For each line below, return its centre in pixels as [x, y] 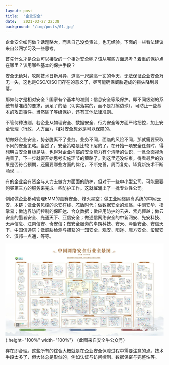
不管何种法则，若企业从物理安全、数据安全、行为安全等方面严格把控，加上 [82, 123]
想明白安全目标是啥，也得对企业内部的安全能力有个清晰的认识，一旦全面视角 [84, 152]
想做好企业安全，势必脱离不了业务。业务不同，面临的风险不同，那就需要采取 [84, 140]
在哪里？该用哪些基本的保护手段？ [40, 65]
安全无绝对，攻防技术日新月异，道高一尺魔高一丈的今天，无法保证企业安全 [82, 76]
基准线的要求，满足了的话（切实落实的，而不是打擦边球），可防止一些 [86, 106]
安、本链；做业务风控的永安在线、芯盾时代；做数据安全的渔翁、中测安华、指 [84, 205]
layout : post [19, 11]
